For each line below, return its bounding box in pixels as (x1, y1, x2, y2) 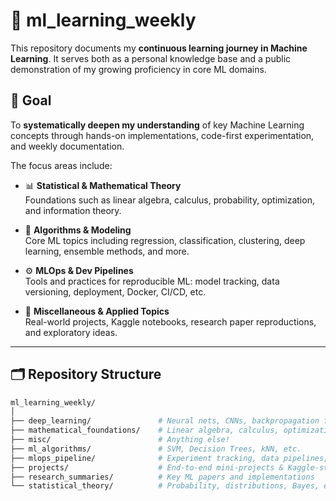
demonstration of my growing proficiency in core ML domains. (10, 63, 267, 75)
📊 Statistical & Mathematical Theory (24, 179, 182, 191)
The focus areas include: (10, 159, 113, 171)
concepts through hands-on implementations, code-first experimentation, (10, 129, 315, 141)
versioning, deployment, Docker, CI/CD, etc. (24, 285, 207, 298)
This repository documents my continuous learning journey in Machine (10, 42, 308, 54)
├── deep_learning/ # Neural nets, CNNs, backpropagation (10, 416, 320, 426)
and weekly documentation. (10, 140, 125, 152)
